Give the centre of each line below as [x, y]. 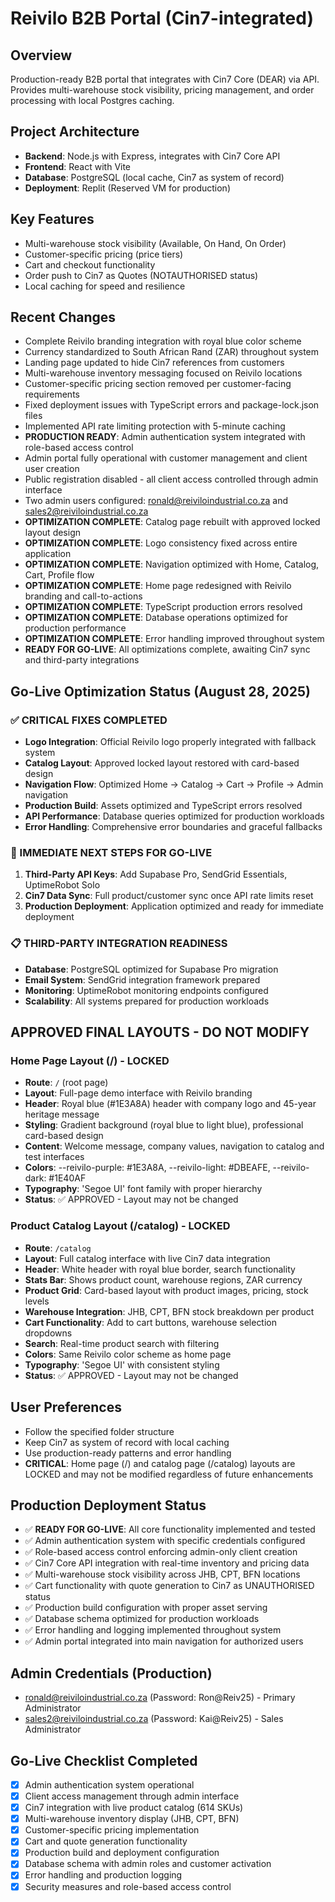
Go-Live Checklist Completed [104, 1760]
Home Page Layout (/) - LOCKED [90, 1061]
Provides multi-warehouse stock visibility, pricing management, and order [162, 90]
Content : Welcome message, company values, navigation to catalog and [174, 1146]
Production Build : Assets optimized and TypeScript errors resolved [163, 806]
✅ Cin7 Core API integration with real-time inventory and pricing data [167, 1563]
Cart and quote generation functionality [106, 1841]
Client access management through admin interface [132, 1796]
